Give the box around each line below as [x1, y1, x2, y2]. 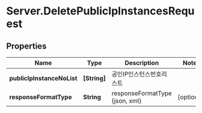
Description [124, 59, 159, 67]
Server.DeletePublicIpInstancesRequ [6, 4, 195, 18]
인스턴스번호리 [128, 70, 167, 78]
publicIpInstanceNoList [9, 74, 78, 82]
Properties [6, 41, 47, 51]
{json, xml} [111, 97, 142, 105]
